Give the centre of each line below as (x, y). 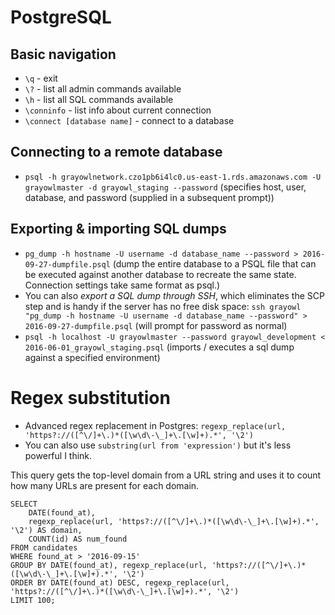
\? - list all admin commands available (103, 89)
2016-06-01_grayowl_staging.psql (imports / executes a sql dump (159, 347)
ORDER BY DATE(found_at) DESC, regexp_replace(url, (120, 582)
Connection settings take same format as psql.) (122, 285)
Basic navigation (63, 54)
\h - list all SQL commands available (99, 99)
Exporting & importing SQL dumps (118, 229)
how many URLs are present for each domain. (105, 485)
